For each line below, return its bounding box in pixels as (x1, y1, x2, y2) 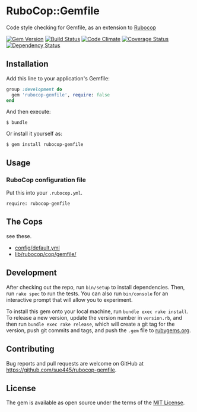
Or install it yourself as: (6, 130, 62, 138)
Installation (6, 59, 49, 69)
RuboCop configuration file (6, 176, 86, 184)
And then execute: (6, 108, 51, 116)
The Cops (6, 217, 43, 227)
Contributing (6, 344, 55, 354)
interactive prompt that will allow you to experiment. (6, 296, 133, 303)
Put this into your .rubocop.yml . (6, 189, 83, 196)
